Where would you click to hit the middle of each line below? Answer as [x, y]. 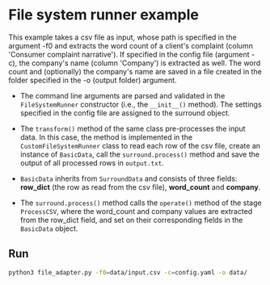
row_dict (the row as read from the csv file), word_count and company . [140, 187]
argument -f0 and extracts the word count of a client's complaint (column [131, 45]
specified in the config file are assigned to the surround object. [125, 113]
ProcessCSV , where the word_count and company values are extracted [136, 211]
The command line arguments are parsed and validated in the [122, 95]
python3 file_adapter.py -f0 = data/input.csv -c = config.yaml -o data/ [128, 272]
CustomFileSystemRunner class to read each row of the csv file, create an [140, 145]
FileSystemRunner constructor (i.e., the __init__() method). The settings [141, 104]
